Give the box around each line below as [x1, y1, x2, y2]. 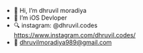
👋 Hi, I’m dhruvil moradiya [13, 7, 87, 14]
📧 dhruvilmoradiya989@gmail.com [13, 38, 112, 46]
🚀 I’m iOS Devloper [13, 14, 67, 22]
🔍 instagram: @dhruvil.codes [13, 21, 98, 29]
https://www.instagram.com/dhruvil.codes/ [13, 31, 136, 39]
